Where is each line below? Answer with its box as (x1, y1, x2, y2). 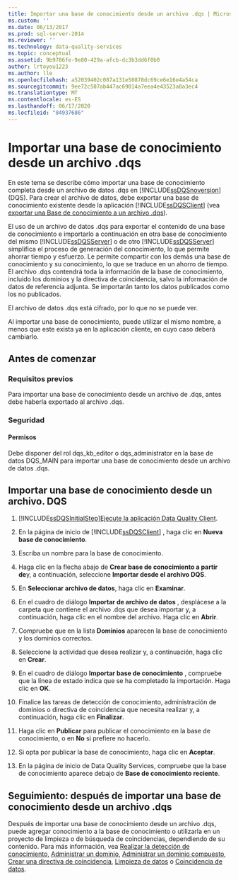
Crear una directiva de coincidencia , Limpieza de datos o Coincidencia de (8, 857, 223, 866)
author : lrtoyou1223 (8, 63, 69, 70)
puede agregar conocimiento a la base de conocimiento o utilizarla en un (8, 827, 220, 836)
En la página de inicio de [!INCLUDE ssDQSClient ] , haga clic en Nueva (18, 528, 223, 536)
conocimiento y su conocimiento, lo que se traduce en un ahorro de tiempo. (8, 259, 229, 268)
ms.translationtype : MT (8, 89, 78, 96)
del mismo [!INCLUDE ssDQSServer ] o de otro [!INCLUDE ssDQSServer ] (8, 237, 215, 245)
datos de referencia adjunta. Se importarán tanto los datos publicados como (8, 282, 230, 290)
